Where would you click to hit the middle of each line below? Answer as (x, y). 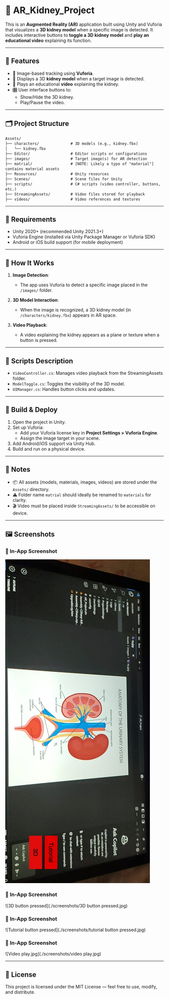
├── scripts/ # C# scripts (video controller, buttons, (83, 184)
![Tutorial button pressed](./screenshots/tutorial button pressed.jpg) (75, 930)
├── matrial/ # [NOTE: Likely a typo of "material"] (80, 164)
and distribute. (20, 992)
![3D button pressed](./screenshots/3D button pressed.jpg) (66, 905)
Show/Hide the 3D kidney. (47, 97)
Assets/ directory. (31, 489)
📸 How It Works (30, 263)
